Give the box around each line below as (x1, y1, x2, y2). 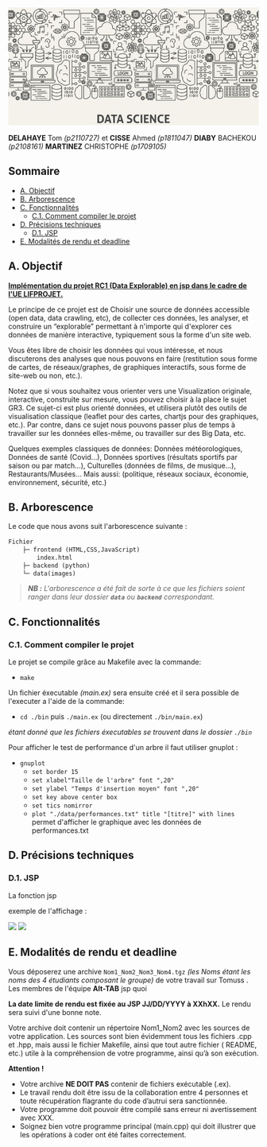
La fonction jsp (8, 890, 57, 900)
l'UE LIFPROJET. (8, 289, 64, 298)
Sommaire (8, 165, 60, 178)
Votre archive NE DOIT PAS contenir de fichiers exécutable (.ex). (19, 1079, 232, 1088)
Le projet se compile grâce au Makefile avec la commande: (8, 657, 202, 667)
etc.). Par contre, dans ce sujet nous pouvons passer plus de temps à (8, 420, 236, 430)
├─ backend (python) (22, 562, 91, 570)
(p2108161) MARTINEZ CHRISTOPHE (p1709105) (8, 142, 167, 151)
